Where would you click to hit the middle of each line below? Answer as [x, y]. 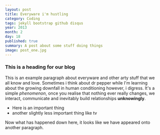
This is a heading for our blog [40, 67]
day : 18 [13, 37]
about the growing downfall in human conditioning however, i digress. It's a [80, 88]
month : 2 [14, 32]
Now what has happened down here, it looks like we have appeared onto [78, 122]
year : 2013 [16, 28]
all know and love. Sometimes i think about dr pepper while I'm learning [76, 83]
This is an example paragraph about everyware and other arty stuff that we [80, 78]
